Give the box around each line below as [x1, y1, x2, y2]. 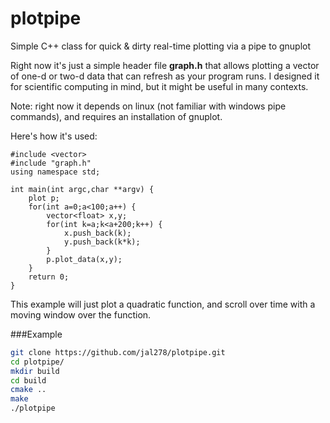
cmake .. [10, 385, 47, 395]
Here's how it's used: [10, 130, 98, 142]
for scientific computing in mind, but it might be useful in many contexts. [10, 80, 309, 92]
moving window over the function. [10, 308, 152, 321]
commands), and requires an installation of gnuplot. [10, 110, 223, 122]
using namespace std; [10, 167, 101, 177]
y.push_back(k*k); [63, 237, 141, 247]
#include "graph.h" [10, 158, 92, 168]
